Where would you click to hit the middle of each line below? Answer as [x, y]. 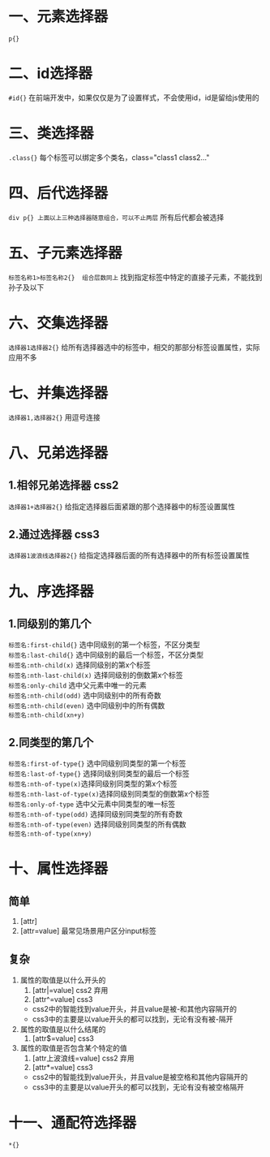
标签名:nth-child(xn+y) [47, 715]
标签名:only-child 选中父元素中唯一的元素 [78, 685]
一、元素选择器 [58, 17]
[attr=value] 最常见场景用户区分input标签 [88, 931]
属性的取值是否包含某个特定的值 [73, 1048]
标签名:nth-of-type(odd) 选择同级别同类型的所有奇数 [96, 814]
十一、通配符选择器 [73, 1123]
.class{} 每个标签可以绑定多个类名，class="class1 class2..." [109, 157]
